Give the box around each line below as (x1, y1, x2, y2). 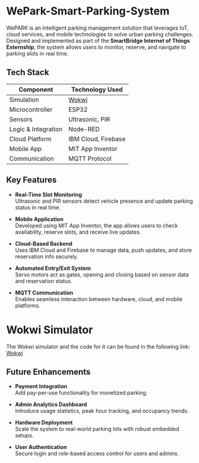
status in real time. (14, 203, 61, 211)
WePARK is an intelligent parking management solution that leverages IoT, (6, 24, 189, 31)
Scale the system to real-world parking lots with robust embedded (14, 426, 179, 433)
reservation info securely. (14, 252, 78, 260)
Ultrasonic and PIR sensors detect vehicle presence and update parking (14, 197, 194, 205)
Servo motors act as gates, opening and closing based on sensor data (14, 270, 189, 278)
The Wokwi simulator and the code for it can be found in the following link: (6, 343, 191, 350)
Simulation (9, 95, 39, 104)
